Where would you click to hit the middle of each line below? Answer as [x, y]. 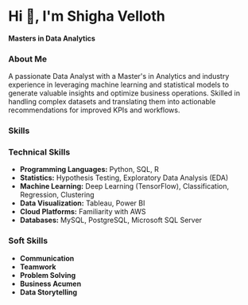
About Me [28, 59]
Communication [47, 258]
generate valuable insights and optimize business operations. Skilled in [124, 93]
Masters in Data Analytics [52, 38]
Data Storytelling [48, 292]
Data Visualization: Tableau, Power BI [82, 203]
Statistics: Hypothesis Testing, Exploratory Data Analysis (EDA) [124, 178]
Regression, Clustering [57, 195]
